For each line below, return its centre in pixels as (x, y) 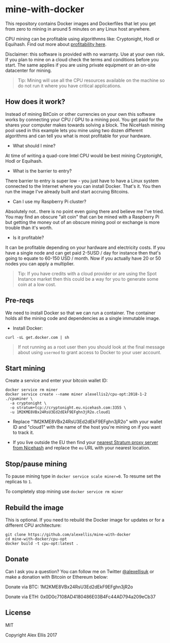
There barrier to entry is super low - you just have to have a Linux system (82, 181)
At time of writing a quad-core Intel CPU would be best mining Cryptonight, (84, 155)
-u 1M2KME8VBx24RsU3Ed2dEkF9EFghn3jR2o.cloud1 (60, 412)
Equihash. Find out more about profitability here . (56, 44)
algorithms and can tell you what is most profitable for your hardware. (78, 136)
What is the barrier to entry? (42, 171)
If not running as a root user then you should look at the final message (91, 347)
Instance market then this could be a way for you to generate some (88, 279)
